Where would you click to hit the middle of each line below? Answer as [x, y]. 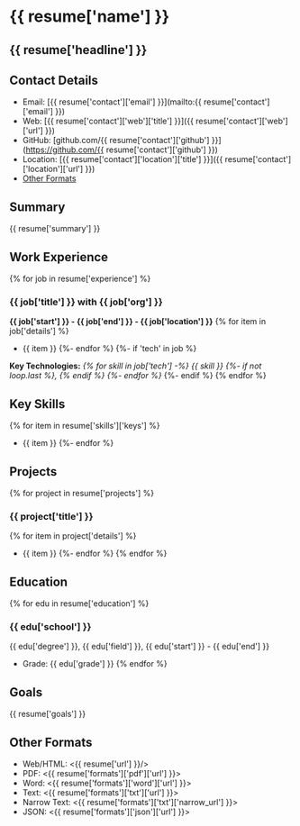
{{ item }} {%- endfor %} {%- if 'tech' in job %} [109, 349]
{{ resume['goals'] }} [48, 714]
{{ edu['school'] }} [50, 626]
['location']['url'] [53, 169]
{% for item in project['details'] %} [73, 536]
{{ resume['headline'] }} [78, 50]
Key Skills [37, 404]
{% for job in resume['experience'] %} [80, 279]
